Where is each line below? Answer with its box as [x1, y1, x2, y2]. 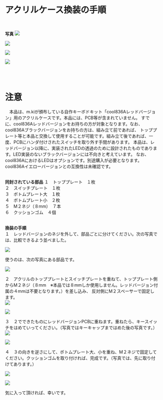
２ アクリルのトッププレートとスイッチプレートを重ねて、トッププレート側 [5, 276, 158, 282]
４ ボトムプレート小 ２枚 [5, 197, 61, 203]
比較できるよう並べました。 [13, 237, 69, 243]
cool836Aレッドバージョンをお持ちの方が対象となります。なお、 [13, 121, 143, 127]
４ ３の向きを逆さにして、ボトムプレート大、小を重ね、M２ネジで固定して [5, 349, 157, 355]
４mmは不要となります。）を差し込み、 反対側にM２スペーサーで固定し [13, 288, 155, 294]
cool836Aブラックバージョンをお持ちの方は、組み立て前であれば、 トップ [5, 127, 153, 133]
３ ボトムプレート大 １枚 [5, 191, 61, 197]
